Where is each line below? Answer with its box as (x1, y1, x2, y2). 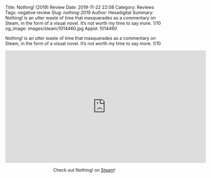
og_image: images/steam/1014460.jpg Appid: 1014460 (5, 25, 117, 31)
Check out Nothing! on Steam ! (53, 167, 115, 173)
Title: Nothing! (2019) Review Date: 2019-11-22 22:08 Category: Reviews (5, 4, 154, 10)
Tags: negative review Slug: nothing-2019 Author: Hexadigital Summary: (5, 9, 154, 15)
